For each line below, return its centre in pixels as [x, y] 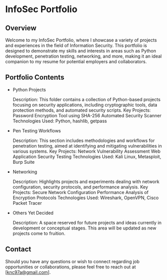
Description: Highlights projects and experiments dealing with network [86, 181]
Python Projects [29, 89]
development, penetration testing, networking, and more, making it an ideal [83, 56]
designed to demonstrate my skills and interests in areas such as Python [81, 51]
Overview [21, 28]
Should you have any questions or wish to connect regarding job [73, 261]
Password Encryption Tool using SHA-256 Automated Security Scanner [87, 115]
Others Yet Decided [33, 213]
